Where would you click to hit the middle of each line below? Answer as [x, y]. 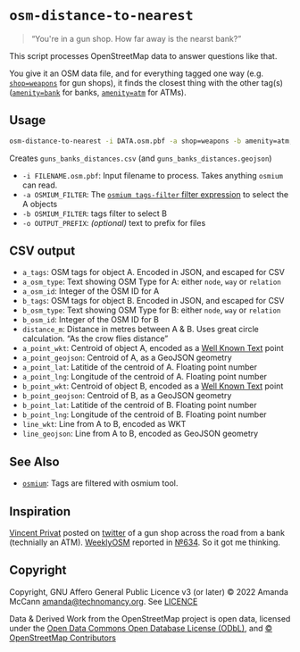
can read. [40, 185]
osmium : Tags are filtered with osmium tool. [100, 483]
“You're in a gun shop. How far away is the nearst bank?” [136, 38]
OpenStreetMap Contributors [62, 638]
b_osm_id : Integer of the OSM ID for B [90, 320]
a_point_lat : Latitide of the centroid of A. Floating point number [139, 367]
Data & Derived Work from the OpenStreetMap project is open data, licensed [150, 618]
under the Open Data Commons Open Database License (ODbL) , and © [141, 628]
